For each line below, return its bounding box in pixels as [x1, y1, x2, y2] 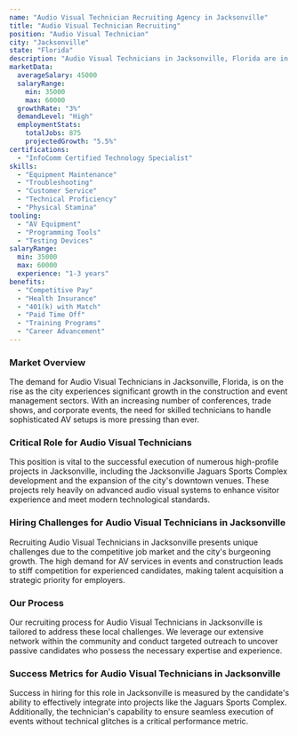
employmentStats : [17, 121, 82, 130]
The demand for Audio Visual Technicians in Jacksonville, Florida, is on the [9, 377, 285, 387]
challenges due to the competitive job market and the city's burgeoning [9, 546, 271, 556]
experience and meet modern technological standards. [9, 494, 211, 505]
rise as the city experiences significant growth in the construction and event [9, 386, 288, 396]
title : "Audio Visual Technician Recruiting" [9, 21, 181, 30]
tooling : [9, 211, 42, 220]
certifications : [9, 145, 69, 154]
